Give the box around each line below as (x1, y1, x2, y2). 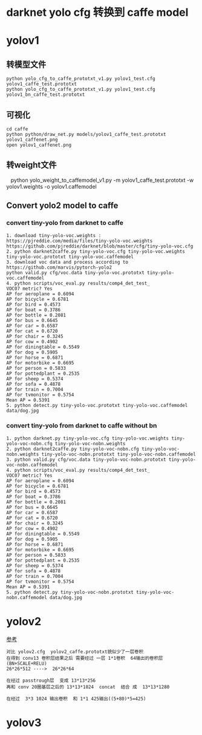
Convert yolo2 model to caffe (6, 201, 119, 211)
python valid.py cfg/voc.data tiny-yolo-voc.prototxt (6, 269, 145, 276)
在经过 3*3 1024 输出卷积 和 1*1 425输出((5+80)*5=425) (6, 696, 146, 702)
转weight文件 (6, 160, 57, 170)
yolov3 (6, 716, 42, 730)
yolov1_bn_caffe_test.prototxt (6, 92, 85, 98)
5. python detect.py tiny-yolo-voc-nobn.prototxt (6, 589, 134, 595)
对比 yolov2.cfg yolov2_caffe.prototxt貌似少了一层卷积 (6, 648, 144, 655)
